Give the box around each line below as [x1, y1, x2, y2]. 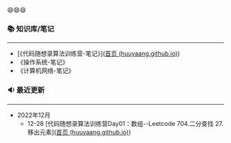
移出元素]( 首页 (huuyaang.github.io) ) [27, 128, 131, 136]
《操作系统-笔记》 [16, 58, 69, 66]
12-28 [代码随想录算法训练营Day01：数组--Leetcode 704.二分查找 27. [27, 119, 223, 127]
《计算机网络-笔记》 [16, 66, 75, 75]
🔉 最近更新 [7, 86, 45, 95]
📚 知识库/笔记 [7, 24, 55, 34]
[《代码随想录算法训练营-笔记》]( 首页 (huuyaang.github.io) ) [16, 49, 180, 57]
